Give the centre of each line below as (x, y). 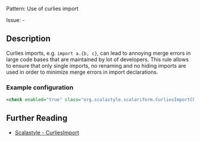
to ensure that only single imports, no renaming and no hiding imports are (96, 65)
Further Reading (37, 118)
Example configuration (40, 87)
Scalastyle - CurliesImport (47, 132)
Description (28, 39)
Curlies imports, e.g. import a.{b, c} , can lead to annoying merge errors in (99, 53)
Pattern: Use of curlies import (42, 9)
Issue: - (15, 20)
